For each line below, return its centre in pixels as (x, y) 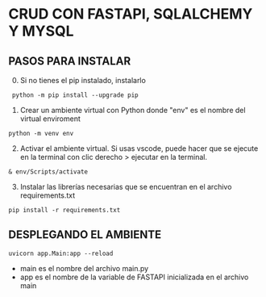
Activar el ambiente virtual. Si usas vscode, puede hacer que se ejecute (139, 148)
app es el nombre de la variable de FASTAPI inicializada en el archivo (134, 277)
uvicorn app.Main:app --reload (61, 253)
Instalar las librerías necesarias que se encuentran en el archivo (126, 187)
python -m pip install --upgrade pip (75, 95)
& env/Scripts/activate (48, 172)
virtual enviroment (50, 119)
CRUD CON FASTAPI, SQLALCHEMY (131, 14)
